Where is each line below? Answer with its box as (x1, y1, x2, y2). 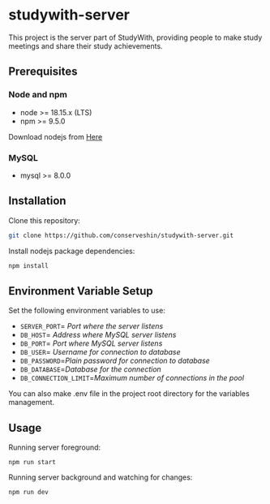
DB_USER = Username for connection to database (19, 347, 181, 357)
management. (8, 398, 55, 407)
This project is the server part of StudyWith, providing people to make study (8, 32, 263, 42)
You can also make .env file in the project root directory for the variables (8, 389, 250, 398)
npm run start (8, 459, 57, 467)
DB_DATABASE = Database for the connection (19, 364, 162, 374)
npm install (8, 261, 49, 269)
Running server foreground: (8, 442, 101, 452)
